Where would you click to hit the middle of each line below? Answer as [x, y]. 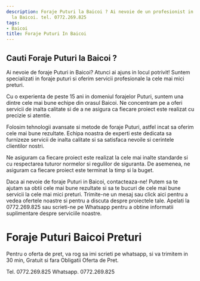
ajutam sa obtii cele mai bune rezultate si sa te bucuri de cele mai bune [93, 188]
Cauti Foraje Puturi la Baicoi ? [62, 58]
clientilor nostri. [25, 146]
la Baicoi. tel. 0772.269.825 [49, 17]
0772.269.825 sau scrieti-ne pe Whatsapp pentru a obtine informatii [90, 207]
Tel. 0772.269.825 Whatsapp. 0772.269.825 [61, 271]
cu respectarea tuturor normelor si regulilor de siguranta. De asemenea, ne [98, 164]
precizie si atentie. [29, 115]
